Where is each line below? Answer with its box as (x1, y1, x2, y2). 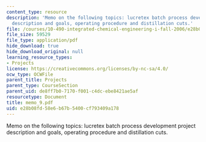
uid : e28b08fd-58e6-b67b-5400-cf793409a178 (6, 105, 120, 112)
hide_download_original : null (6, 49, 84, 55)
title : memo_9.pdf (6, 99, 53, 105)
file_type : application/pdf (6, 37, 78, 43)
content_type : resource (6, 9, 67, 15)
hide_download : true (6, 43, 59, 49)
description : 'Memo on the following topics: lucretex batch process (6, 15, 188, 21)
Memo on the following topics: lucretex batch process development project (6, 122, 196, 129)
